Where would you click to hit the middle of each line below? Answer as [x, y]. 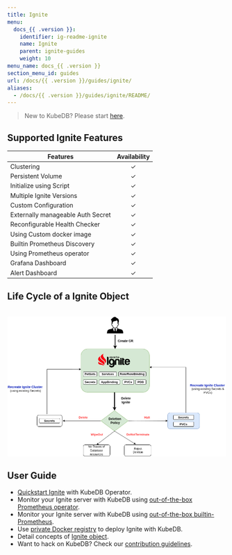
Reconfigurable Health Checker [55, 224]
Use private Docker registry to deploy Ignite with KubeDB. [100, 529]
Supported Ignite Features [65, 138]
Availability [134, 156]
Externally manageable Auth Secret [60, 215]
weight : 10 [35, 59]
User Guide [32, 476]
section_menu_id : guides [43, 73]
